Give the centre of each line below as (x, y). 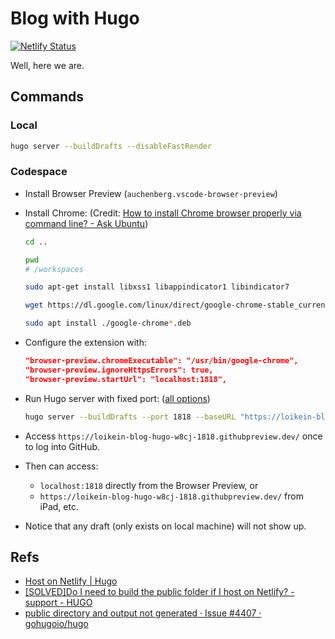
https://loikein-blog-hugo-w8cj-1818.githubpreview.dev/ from (171, 496)
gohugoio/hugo (56, 624)
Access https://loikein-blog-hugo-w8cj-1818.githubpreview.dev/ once (173, 436)
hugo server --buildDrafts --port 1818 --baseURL (130, 417)
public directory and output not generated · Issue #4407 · (143, 613)
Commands (47, 97)
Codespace (39, 172)
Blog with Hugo (75, 18)
